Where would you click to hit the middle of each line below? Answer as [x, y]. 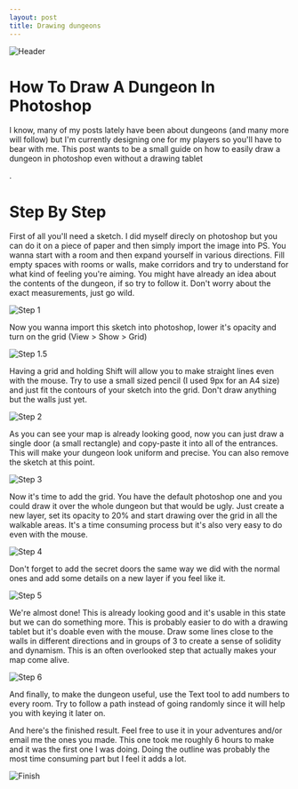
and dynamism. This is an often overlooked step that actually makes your [143, 650]
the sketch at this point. [52, 462]
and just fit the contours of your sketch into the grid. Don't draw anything [143, 390]
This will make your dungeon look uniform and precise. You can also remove [149, 453]
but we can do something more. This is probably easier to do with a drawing [149, 622]
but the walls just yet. [48, 400]
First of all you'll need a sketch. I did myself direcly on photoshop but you [144, 236]
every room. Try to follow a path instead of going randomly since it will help [147, 704]
